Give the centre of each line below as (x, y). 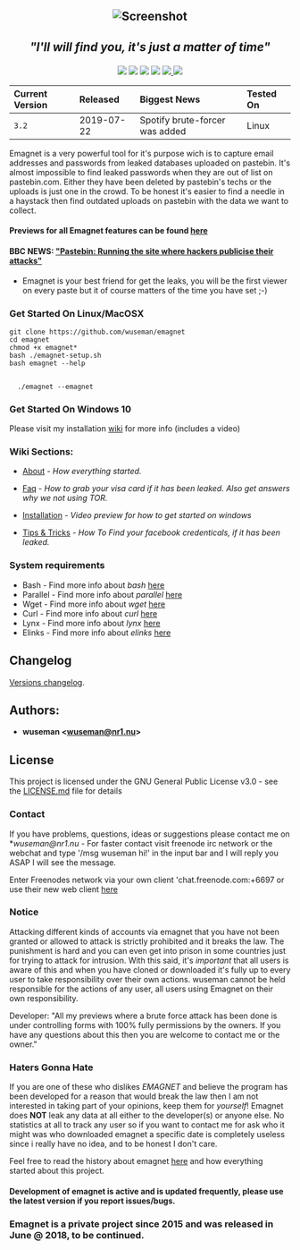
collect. (23, 210)
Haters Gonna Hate (51, 1067)
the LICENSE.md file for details (66, 791)
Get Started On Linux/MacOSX (77, 313)
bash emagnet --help (48, 363)
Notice (24, 912)
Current (30, 93)
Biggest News (170, 99)
